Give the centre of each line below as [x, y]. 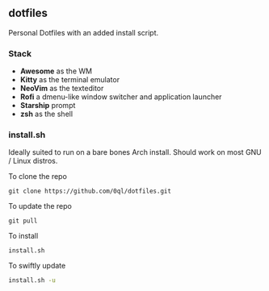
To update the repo [40, 206]
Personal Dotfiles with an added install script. [84, 32]
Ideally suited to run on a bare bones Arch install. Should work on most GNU [135, 152]
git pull [23, 221]
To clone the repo [38, 177]
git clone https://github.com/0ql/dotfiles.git [90, 191]
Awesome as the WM [56, 71]
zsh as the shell [46, 114]
